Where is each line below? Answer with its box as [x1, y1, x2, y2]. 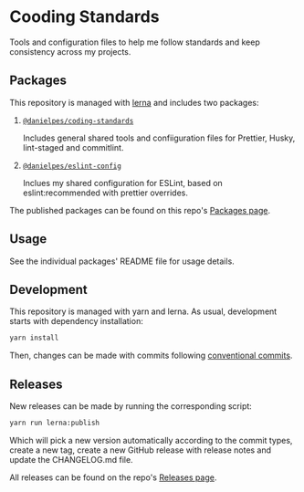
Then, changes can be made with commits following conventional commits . [9, 350, 293, 361]
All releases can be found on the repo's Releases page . [9, 472, 217, 483]
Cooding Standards [9, 6, 160, 27]
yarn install [9, 333, 59, 343]
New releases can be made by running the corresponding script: [9, 401, 253, 412]
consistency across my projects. [9, 46, 131, 57]
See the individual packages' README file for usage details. [9, 256, 235, 267]
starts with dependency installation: [9, 316, 143, 327]
